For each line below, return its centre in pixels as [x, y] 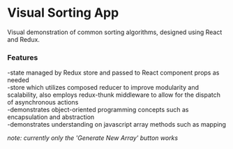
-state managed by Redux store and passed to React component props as [113, 73]
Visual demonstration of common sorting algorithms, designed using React [115, 32]
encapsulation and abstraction [51, 117]
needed [18, 80]
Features [23, 57]
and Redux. [24, 39]
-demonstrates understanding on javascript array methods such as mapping [117, 125]
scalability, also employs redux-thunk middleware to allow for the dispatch [114, 95]
